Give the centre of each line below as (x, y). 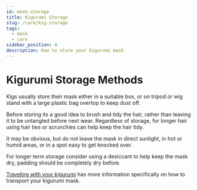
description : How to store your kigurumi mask (65, 51)
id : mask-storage (28, 12)
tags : (13, 28)
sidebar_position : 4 (32, 45)
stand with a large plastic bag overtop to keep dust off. (73, 102)
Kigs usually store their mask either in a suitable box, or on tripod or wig (95, 96)
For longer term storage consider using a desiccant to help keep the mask (97, 156)
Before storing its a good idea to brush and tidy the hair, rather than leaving (98, 114)
